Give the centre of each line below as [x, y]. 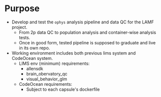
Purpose [22, 9]
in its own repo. [34, 48]
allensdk [35, 68]
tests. [24, 38]
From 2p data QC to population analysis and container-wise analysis [88, 32]
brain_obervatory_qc [47, 74]
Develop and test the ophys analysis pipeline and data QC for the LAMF [83, 22]
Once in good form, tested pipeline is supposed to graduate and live [87, 42]
